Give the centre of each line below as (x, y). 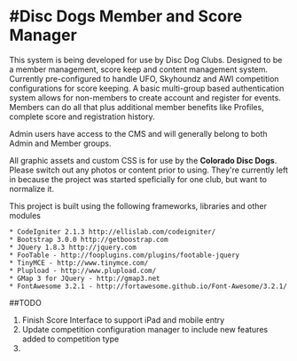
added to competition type (70, 339)
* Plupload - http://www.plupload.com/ (83, 270)
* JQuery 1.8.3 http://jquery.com (73, 247)
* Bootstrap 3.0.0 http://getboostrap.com (89, 239)
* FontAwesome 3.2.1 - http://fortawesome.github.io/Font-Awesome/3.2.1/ (148, 286)
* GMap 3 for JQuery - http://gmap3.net (85, 278)
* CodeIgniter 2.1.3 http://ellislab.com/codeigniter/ (113, 232)
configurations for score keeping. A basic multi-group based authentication (147, 88)
